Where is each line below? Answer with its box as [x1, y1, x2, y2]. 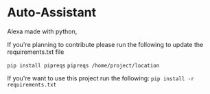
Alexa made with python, [7, 27, 78, 35]
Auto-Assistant [7, 5, 97, 20]
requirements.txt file [7, 48, 65, 56]
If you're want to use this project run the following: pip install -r [7, 74, 194, 82]
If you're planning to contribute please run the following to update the [7, 40, 204, 48]
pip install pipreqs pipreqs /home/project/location [7, 62, 160, 69]
